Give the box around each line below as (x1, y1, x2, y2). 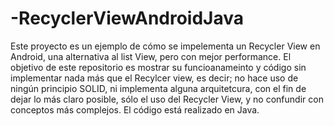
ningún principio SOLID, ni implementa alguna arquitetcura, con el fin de (10, 82, 307, 94)
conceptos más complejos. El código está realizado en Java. (10, 103, 260, 116)
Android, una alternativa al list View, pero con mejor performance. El (10, 50, 292, 62)
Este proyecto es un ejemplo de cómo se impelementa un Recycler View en (10, 40, 321, 52)
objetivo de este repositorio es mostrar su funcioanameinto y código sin (10, 61, 307, 73)
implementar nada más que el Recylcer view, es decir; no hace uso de (10, 72, 299, 84)
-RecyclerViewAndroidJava (10, 7, 245, 30)
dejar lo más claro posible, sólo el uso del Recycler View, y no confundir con (10, 93, 324, 105)
